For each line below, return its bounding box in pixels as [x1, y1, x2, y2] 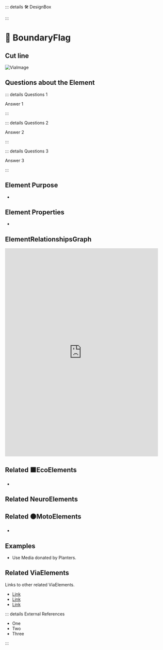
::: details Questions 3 [5, 148, 49, 154]
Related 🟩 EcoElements [5, 465, 77, 474]
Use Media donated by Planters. [12, 555, 77, 561]
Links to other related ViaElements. [5, 581, 75, 588]
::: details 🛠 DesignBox [5, 4, 51, 10]
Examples [5, 542, 35, 550]
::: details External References [5, 611, 65, 617]
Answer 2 [5, 129, 24, 135]
